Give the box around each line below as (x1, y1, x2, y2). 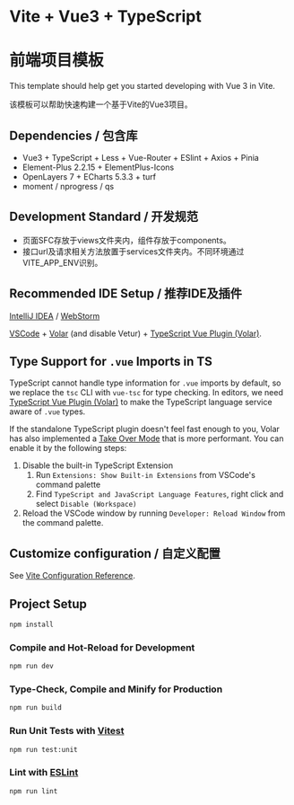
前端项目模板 (9, 50, 105, 71)
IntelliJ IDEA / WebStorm (9, 310, 100, 321)
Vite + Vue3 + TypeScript (9, 6, 202, 27)
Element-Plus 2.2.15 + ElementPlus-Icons (22, 162, 175, 172)
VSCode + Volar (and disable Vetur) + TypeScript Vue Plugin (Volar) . (9, 328, 263, 339)
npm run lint (9, 786, 58, 796)
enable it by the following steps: (9, 443, 127, 454)
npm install (9, 620, 54, 629)
